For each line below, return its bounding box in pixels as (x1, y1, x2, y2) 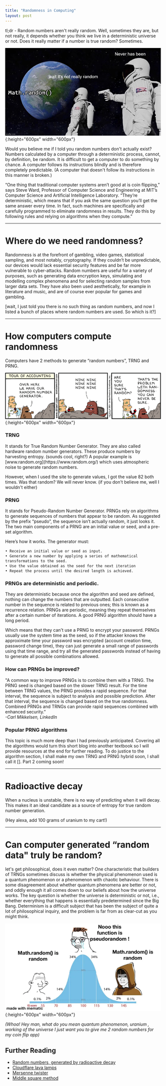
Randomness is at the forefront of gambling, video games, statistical (5, 252, 144, 258)
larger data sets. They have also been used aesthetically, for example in (5, 283, 151, 289)
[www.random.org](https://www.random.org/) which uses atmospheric (5, 459, 149, 465)
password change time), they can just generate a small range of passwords (5, 643, 159, 649)
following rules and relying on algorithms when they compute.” (5, 213, 132, 219)
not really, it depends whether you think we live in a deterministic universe (5, 33, 156, 39)
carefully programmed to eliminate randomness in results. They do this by (5, 208, 156, 214)
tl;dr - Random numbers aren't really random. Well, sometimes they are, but (5, 27, 159, 33)
